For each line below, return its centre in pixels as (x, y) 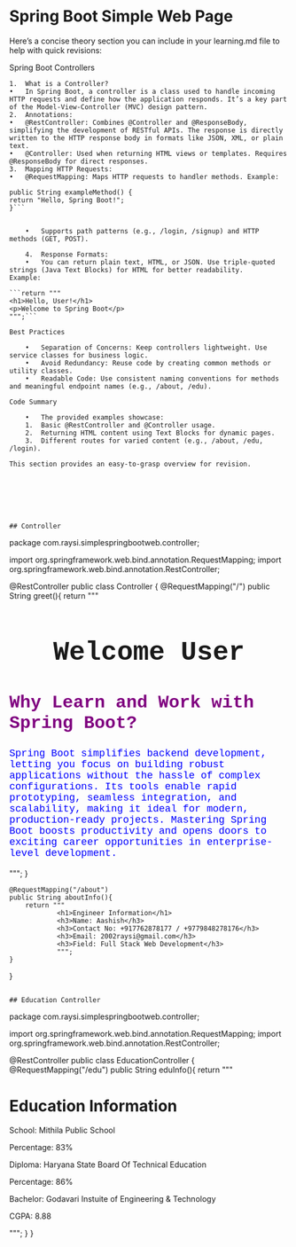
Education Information (93, 1106)
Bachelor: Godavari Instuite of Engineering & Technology (113, 1199)
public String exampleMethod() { (71, 192)
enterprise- (240, 843)
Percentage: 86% (41, 1182)
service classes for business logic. (79, 355)
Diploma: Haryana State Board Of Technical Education (108, 1165)
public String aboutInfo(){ (61, 898)
